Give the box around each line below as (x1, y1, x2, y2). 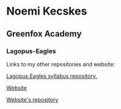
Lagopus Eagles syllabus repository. (6, 72, 98, 80)
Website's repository (6, 96, 59, 103)
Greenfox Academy (6, 29, 82, 39)
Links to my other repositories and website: (6, 60, 115, 68)
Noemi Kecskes (6, 4, 87, 18)
